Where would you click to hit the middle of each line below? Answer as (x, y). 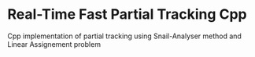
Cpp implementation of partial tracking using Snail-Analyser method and (124, 36)
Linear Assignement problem (54, 44)
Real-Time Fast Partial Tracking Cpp (127, 14)
